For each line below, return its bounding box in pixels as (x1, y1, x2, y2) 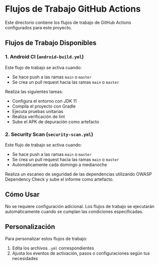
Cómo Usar (5, 190, 40, 199)
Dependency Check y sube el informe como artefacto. (5, 176, 114, 182)
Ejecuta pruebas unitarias (12, 108, 64, 114)
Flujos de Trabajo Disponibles (5, 39, 97, 47)
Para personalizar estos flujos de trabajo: (5, 235, 88, 242)
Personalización (5, 223, 55, 231)
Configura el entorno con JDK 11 (12, 98, 77, 104)
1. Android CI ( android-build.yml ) (5, 54, 84, 60)
